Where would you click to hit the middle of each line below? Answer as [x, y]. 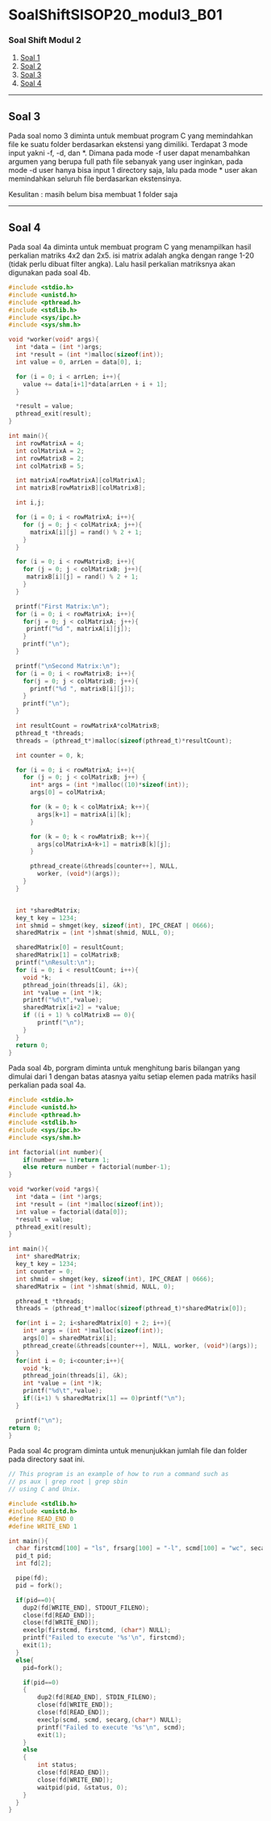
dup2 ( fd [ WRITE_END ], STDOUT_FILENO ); [86, 1608]
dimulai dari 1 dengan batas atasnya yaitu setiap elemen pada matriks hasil [132, 1077]
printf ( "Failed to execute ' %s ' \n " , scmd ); [111, 1727]
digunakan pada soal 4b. [50, 273]
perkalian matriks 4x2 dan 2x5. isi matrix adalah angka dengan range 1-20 [131, 255]
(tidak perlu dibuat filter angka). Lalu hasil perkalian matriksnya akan [122, 264]
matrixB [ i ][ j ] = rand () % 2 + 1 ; [82, 577]
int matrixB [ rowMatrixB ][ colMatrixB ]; [81, 488]
